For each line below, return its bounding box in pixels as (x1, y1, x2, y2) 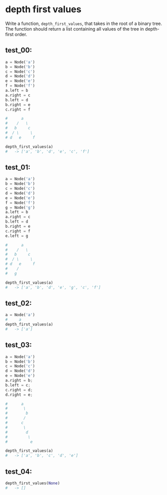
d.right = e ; (5, 392, 33, 397)
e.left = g (5, 233, 28, 238)
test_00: (5, 46, 32, 54)
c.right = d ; (5, 387, 33, 393)
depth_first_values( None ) (5, 481, 60, 486)
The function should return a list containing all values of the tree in (5, 25, 144, 32)
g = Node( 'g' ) (5, 205, 36, 210)
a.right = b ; (5, 378, 33, 383)
